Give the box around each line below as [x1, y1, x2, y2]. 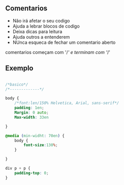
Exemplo [5, 64, 34, 73]
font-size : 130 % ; [23, 143, 58, 148]
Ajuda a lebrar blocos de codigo [12, 23, 80, 29]
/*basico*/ [5, 82, 28, 87]
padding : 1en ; [14, 105, 44, 111]
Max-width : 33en [14, 115, 49, 120]
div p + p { [5, 166, 30, 171]
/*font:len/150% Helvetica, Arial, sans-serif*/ [14, 100, 119, 106]
